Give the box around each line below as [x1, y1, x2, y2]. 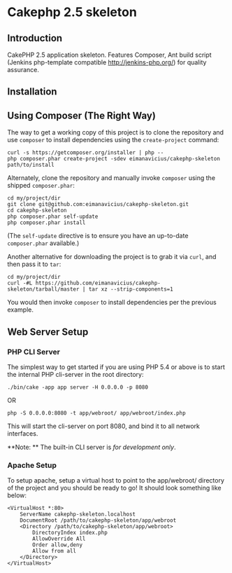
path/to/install [7, 162, 55, 169]
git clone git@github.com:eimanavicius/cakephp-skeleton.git [7, 201, 189, 208]
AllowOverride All [32, 535, 86, 543]
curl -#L [7, 279, 33, 287]
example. [7, 305, 34, 314]
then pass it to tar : [7, 260, 61, 268]
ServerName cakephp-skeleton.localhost [20, 511, 136, 518]
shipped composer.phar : [7, 181, 75, 190]
